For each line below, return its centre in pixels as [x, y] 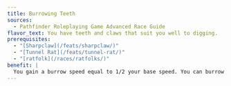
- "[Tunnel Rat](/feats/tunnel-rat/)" [70, 53]
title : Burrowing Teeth [41, 14]
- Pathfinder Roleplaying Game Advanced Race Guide [90, 26]
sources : [20, 20]
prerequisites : [29, 40]
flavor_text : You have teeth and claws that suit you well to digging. [112, 33]
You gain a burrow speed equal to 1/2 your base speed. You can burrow [119, 71]
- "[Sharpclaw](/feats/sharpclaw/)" [66, 46]
